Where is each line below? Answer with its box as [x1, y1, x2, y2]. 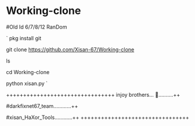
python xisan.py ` [6, 80, 48, 87]
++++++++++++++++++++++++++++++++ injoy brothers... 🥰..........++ [6, 91, 180, 98]
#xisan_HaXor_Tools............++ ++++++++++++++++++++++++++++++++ [6, 114, 189, 121]
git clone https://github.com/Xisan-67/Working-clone [6, 45, 135, 53]
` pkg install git [6, 34, 42, 41]
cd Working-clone [6, 68, 50, 75]
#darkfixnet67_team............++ [6, 102, 78, 109]
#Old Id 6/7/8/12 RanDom [6, 23, 67, 30]
